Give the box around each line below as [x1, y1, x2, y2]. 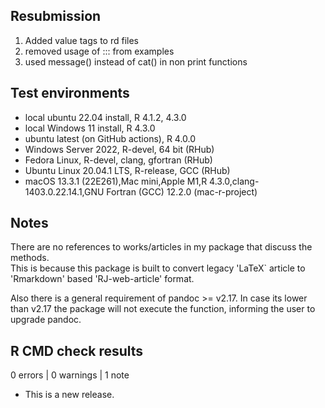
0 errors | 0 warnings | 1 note [10, 369, 130, 381]
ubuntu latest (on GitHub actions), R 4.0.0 [24, 132, 197, 144]
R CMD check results [10, 342, 144, 359]
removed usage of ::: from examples [24, 45, 175, 57]
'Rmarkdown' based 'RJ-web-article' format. [10, 273, 195, 285]
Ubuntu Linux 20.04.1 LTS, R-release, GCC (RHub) [24, 164, 231, 176]
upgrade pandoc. [10, 314, 82, 326]
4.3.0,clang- [209, 175, 260, 187]
